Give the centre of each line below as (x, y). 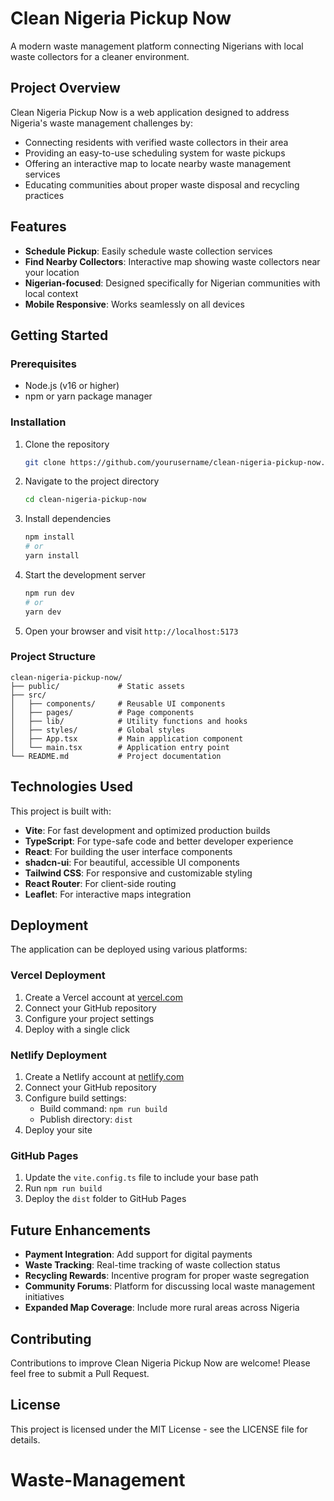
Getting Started (59, 335)
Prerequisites (43, 364)
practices (44, 195)
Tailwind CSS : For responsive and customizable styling (138, 873)
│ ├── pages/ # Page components (102, 712)
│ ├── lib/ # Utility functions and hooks (129, 721)
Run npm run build (63, 1188)
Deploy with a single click (77, 1029)
